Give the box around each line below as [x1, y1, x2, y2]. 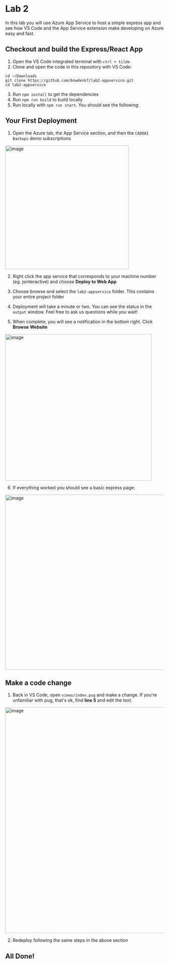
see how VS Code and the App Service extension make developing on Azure [5, 25, 164, 31]
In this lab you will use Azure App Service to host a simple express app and [5, 20, 161, 26]
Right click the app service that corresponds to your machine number [12, 273, 157, 279]
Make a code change [5, 678, 72, 687]
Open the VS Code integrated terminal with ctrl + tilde [12, 58, 130, 65]
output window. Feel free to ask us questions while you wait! [12, 308, 138, 315]
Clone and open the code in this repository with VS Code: [12, 63, 132, 70]
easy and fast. [5, 30, 35, 36]
